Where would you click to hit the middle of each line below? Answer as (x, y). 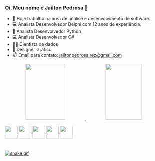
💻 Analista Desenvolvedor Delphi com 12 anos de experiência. (77, 24)
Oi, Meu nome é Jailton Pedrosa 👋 (47, 8)
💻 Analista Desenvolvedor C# (43, 37)
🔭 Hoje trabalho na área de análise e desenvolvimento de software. (81, 19)
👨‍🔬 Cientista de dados (35, 44)
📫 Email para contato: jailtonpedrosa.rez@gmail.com (67, 55)
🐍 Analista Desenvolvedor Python (47, 31)
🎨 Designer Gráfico (32, 50)
